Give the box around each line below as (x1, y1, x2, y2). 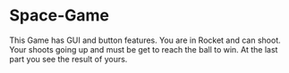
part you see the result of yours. (9, 53, 128, 64)
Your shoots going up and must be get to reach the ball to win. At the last (9, 44, 278, 54)
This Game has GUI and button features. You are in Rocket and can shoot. (9, 35, 282, 45)
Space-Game (9, 5, 110, 26)
